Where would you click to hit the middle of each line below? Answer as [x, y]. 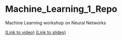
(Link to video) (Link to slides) [36, 32]
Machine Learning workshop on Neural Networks [56, 23]
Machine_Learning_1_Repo [61, 9]
